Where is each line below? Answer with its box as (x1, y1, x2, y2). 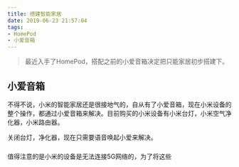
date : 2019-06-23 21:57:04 (7, 17, 87, 24)
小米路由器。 (26, 118, 64, 126)
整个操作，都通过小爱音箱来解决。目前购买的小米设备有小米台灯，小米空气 (7, 109, 225, 117)
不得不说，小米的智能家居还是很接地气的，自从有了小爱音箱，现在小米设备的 (7, 100, 232, 109)
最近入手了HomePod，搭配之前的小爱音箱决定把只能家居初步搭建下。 (24, 58, 229, 66)
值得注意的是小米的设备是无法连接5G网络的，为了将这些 (7, 152, 172, 161)
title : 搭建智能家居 (7, 10, 62, 18)
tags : (7, 23, 23, 31)
